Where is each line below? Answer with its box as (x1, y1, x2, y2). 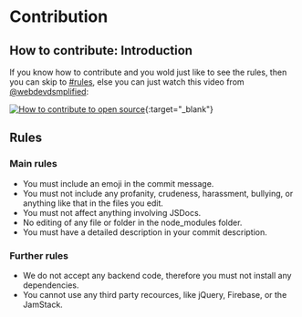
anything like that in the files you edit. (22, 198, 164, 209)
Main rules (9, 158, 57, 170)
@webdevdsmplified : (9, 87, 89, 97)
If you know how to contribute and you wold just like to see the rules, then (9, 66, 287, 77)
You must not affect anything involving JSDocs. (22, 207, 202, 218)
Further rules (9, 249, 68, 261)
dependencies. (22, 280, 79, 291)
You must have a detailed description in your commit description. (22, 226, 267, 238)
